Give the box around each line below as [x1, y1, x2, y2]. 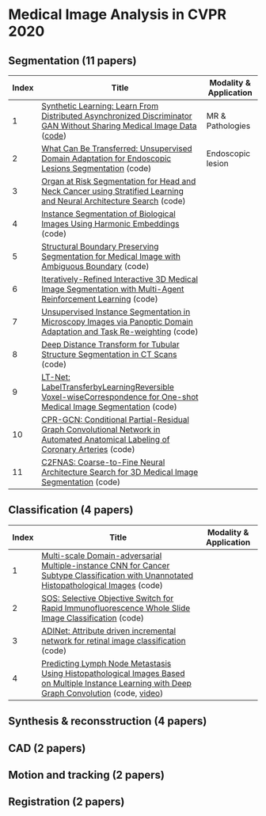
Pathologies [206, 120, 251, 131]
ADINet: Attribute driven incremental [41, 625, 177, 636]
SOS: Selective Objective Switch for [41, 592, 174, 603]
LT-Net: [41, 372, 70, 382]
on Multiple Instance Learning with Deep [41, 677, 192, 689]
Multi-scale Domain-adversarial [41, 550, 162, 561]
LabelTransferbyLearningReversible [41, 381, 174, 393]
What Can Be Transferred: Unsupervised [41, 143, 192, 154]
